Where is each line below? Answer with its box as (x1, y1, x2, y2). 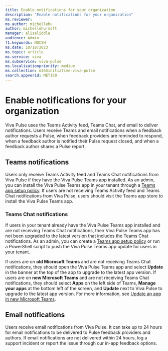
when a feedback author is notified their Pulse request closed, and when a (5, 138, 159, 144)
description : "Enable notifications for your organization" (5, 12, 134, 17)
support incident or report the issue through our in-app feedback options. (5, 340, 157, 346)
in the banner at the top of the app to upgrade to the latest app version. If (5, 269, 156, 275)
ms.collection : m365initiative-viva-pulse (5, 68, 95, 74)
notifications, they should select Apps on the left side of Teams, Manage (5, 280, 156, 286)
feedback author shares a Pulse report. (5, 143, 86, 149)
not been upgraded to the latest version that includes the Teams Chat (5, 233, 149, 239)
